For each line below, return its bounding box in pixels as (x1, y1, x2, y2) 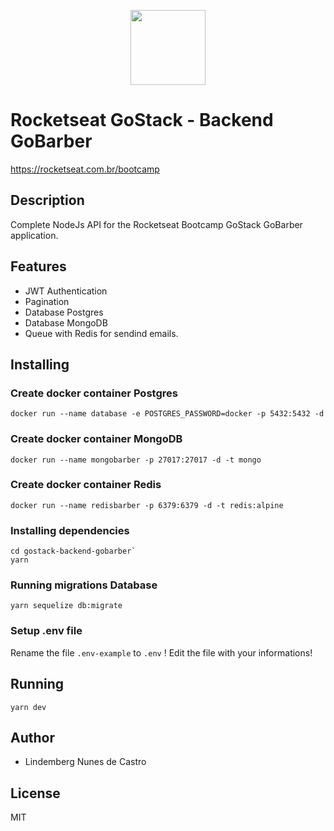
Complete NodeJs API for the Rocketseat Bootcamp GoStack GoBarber (10, 218, 303, 230)
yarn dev (10, 702, 47, 712)
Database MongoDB (24, 316, 108, 329)
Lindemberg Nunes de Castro (24, 756, 147, 768)
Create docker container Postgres (10, 386, 178, 400)
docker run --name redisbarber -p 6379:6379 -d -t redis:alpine (10, 500, 284, 510)
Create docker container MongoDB (10, 432, 183, 446)
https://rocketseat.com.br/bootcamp (10, 163, 160, 175)
